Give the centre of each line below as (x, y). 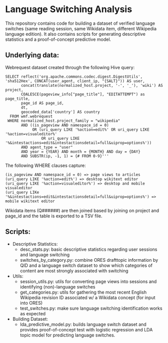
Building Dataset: (30, 319)
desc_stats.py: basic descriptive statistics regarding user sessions (89, 249)
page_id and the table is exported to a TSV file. (54, 216)
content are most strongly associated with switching (74, 270)
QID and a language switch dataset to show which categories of (86, 265)
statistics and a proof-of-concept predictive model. (58, 39)
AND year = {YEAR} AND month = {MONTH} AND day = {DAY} (81, 152)
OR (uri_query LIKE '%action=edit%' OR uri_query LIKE (91, 130)
